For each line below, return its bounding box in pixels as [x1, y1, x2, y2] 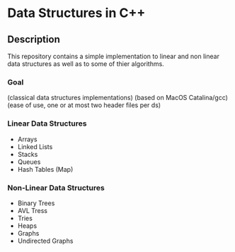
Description [7, 33, 60, 45]
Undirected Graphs [17, 236, 74, 245]
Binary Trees [17, 199, 55, 207]
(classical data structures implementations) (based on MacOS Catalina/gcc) [7, 94, 229, 102]
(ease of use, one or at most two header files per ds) [7, 101, 161, 109]
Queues [17, 158, 41, 166]
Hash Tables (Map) [17, 165, 74, 173]
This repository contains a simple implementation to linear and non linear [7, 52, 219, 60]
